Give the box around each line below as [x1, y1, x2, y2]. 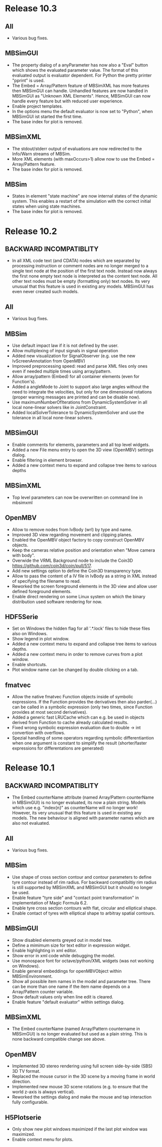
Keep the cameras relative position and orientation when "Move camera [12, 547, 155, 553]
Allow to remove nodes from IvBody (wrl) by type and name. [12, 526, 133, 532]
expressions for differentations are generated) [12, 745, 104, 751]
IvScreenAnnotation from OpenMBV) [12, 358, 86, 364]
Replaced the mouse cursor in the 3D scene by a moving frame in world [12, 1073, 156, 1080]
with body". [12, 552, 35, 558]
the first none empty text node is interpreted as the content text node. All [12, 273, 158, 279]
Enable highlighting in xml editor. [12, 947, 77, 953]
